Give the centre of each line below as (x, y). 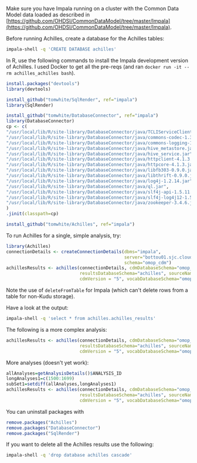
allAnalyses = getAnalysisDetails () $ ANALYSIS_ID (64, 373)
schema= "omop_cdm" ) (148, 263)
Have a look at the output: (37, 308)
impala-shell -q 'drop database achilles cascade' (69, 455)
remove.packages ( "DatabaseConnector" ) (53, 428)
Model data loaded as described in (48, 15)
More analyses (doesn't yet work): (47, 362)
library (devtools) (28, 89)
